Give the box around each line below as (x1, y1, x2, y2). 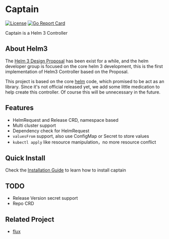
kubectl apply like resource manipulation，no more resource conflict (12, 139, 156, 145)
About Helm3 (5, 44, 48, 53)
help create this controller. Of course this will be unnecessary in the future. (5, 89, 160, 95)
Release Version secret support (12, 195, 78, 201)
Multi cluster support (12, 122, 57, 128)
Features (5, 104, 34, 112)
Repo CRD (12, 200, 34, 207)
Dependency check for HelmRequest (12, 127, 90, 134)
